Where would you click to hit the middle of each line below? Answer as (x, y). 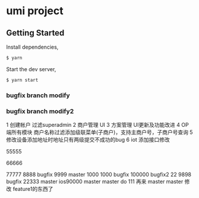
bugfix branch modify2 (40, 111)
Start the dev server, (31, 69)
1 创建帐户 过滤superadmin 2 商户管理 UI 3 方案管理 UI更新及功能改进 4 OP (97, 124)
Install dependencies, (32, 47)
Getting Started (35, 33)
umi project (35, 11)
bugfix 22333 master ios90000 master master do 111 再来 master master (95, 181)
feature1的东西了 (33, 189)
